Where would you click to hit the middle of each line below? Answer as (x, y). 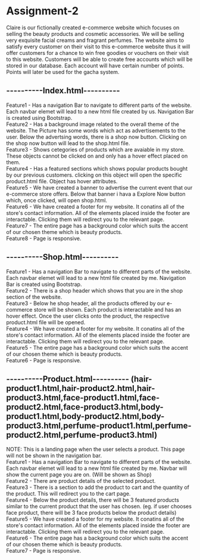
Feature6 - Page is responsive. (44, 360)
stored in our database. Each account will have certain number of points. (95, 65)
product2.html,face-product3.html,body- (85, 407)
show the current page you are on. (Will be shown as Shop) (79, 475)
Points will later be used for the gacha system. (63, 72)
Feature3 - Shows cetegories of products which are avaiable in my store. (96, 149)
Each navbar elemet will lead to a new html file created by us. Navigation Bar (100, 111)
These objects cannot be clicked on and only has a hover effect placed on (97, 156)
